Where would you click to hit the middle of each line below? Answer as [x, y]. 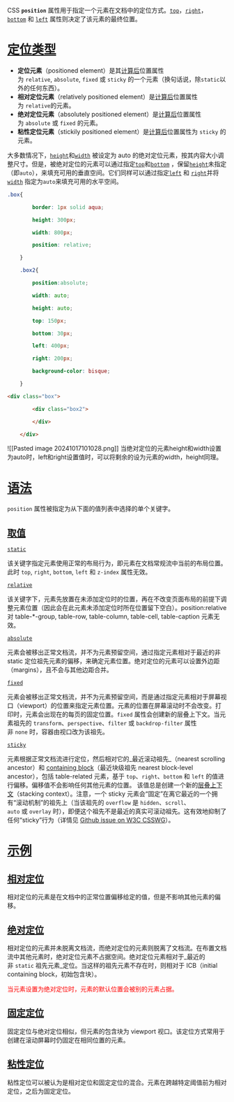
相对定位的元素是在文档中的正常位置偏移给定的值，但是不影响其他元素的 [111, 897]
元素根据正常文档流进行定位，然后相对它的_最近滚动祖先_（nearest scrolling [116, 759]
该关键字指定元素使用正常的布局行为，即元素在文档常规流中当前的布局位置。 [117, 563]
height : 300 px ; [54, 220]
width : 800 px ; [53, 233]
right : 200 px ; [53, 358]
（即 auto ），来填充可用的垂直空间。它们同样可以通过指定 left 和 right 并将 [113, 173]
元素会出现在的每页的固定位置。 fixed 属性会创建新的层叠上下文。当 [123, 714]
